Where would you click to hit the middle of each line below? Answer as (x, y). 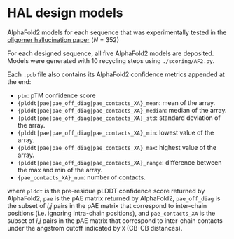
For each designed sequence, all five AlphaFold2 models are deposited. (111, 53)
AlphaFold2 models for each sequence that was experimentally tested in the (117, 32)
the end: (19, 81)
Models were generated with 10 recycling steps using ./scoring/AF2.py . (111, 60)
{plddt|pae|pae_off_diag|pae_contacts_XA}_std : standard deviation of (119, 118)
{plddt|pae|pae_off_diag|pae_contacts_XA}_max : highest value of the (117, 147)
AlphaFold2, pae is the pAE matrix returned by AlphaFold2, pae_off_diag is (114, 198)
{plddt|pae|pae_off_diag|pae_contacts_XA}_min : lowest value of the (116, 132)
